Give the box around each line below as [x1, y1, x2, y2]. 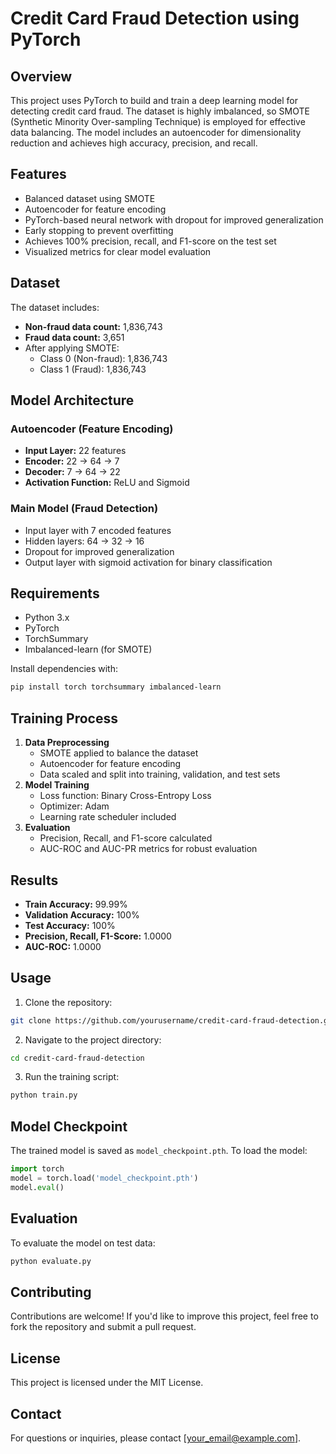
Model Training [24, 779, 90, 791]
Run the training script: [24, 1071, 120, 1083]
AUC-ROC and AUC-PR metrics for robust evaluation [39, 843, 258, 855]
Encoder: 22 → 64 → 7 [24, 455, 120, 467]
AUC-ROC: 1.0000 [24, 940, 102, 952]
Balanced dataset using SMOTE [24, 192, 156, 204]
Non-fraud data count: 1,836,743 [24, 320, 163, 332]
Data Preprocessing [24, 737, 110, 749]
